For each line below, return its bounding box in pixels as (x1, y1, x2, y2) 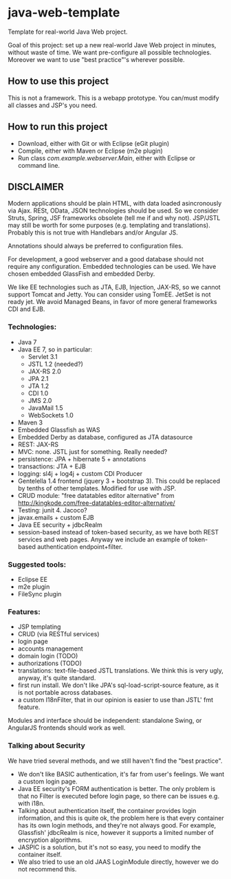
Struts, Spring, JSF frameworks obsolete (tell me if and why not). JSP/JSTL (8, 214, 221, 222)
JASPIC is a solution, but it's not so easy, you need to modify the (17, 843, 201, 851)
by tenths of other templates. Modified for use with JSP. (17, 484, 177, 492)
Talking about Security (8, 741, 85, 750)
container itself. (17, 850, 63, 858)
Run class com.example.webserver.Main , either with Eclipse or (17, 153, 196, 162)
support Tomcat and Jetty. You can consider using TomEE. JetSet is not (8, 290, 212, 299)
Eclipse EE (17, 575, 47, 583)
